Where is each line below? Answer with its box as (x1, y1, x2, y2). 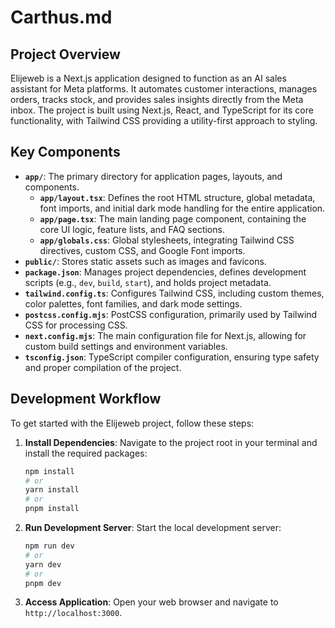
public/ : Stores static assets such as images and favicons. (24, 255, 267, 267)
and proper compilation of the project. (24, 361, 182, 373)
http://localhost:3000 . (24, 607, 123, 619)
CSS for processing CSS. (24, 319, 128, 331)
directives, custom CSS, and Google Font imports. (39, 244, 246, 256)
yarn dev (24, 559, 62, 570)
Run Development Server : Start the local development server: (24, 522, 282, 533)
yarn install (24, 485, 80, 495)
